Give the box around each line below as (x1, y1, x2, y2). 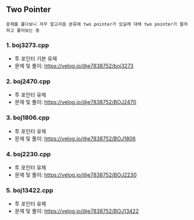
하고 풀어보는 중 (6, 27, 40, 33)
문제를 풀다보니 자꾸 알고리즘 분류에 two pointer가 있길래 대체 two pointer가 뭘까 (6, 21, 188, 27)
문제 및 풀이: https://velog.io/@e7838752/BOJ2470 (14, 99, 137, 106)
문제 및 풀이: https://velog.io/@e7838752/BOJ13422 (14, 208, 139, 215)
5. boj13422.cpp (6, 186, 54, 194)
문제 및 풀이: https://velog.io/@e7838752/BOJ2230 (14, 171, 137, 178)
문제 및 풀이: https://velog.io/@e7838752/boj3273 (14, 63, 134, 70)
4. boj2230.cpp (6, 150, 51, 158)
